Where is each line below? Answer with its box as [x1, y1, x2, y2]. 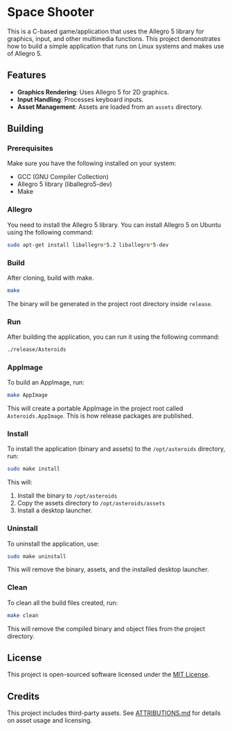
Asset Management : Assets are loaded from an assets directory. [17, 102, 203, 111]
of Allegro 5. [7, 49, 43, 58]
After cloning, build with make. [7, 274, 94, 282]
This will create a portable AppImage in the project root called [7, 404, 184, 413]
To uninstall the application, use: [7, 539, 100, 548]
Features [7, 69, 46, 81]
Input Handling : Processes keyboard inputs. [17, 95, 144, 103]
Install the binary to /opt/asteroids [17, 491, 118, 500]
